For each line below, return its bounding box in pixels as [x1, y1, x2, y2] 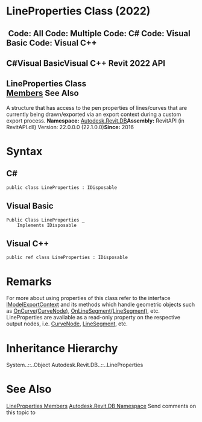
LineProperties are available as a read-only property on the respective [6, 314, 181, 321]
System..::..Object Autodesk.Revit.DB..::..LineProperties [6, 361, 144, 369]
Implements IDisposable [17, 222, 77, 228]
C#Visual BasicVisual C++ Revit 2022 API [6, 58, 166, 68]
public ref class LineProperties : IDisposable [6, 255, 128, 261]
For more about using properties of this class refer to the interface [6, 295, 171, 302]
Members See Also [6, 88, 80, 98]
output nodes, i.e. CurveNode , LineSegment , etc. [6, 320, 128, 327]
